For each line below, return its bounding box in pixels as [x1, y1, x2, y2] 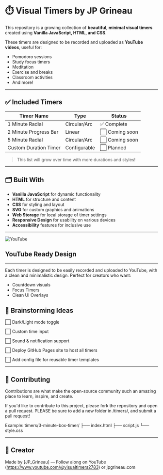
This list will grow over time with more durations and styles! [16, 157, 136, 162]
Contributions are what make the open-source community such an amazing [5, 388, 156, 394]
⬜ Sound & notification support [5, 338, 69, 344]
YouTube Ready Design [5, 250, 77, 258]
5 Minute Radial [7, 136, 43, 143]
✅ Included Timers [5, 98, 63, 106]
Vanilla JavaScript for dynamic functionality [12, 191, 101, 197]
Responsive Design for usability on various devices [12, 217, 115, 222]
